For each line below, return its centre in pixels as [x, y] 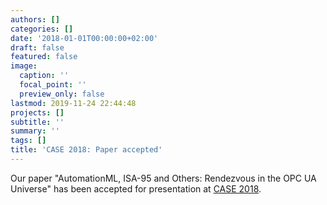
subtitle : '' [37, 122]
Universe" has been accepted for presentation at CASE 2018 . [136, 188]
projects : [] [37, 112]
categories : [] [42, 29]
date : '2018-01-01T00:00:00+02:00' [84, 38]
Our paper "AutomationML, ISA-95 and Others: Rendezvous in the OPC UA [163, 178]
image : [24, 66]
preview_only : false [62, 94]
